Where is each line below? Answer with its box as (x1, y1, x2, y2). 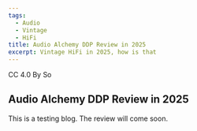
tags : (8, 11, 26, 20)
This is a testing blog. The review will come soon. (8, 114, 168, 123)
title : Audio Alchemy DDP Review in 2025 (8, 41, 147, 49)
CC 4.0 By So (8, 70, 52, 79)
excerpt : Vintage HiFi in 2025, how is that (8, 48, 157, 56)
